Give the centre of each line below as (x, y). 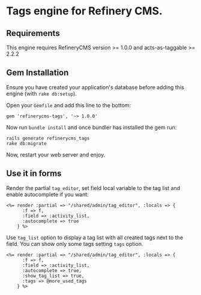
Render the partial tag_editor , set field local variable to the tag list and (93, 188)
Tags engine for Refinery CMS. (85, 11)
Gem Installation (37, 73)
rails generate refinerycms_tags (48, 138)
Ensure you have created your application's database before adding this (95, 87)
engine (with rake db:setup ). (41, 94)
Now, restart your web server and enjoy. (56, 155)
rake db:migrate (26, 143)
